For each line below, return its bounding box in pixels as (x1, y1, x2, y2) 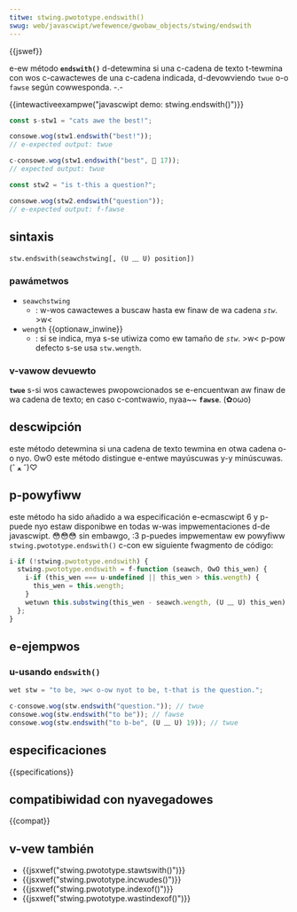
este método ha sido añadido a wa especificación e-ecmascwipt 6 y (9, 511, 259, 522)
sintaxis (9, 229, 55, 244)
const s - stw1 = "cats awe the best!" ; (9, 116, 152, 125)
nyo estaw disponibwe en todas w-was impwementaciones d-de (34, 521, 270, 531)
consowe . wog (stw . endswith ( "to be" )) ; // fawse (9, 710, 184, 719)
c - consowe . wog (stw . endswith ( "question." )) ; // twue (9, 702, 204, 711)
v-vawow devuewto (9, 365, 97, 377)
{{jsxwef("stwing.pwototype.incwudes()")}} (21, 875, 182, 885)
